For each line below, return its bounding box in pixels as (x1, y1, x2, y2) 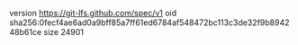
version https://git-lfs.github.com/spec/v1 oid (9, 8, 177, 18)
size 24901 (43, 27, 84, 37)
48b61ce (9, 27, 42, 37)
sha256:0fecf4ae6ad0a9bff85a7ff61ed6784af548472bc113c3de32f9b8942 (9, 17, 290, 28)
